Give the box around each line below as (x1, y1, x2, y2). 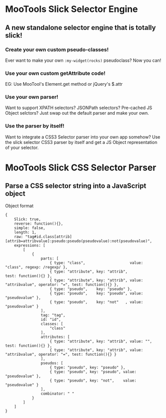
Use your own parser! (5, 94, 59, 101)
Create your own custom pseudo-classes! (5, 46, 109, 53)
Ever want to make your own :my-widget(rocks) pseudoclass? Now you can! (5, 57, 162, 63)
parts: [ (40, 256, 59, 261)
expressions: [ (14, 243, 46, 248)
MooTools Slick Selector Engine (5, 3, 138, 15)
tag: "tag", (40, 312, 66, 317)
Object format (5, 203, 34, 209)
